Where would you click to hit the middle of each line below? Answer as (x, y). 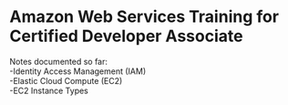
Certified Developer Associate (126, 36)
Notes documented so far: (58, 61)
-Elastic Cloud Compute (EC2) (66, 80)
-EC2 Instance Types (49, 90)
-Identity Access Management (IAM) (78, 71)
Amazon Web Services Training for (144, 17)
